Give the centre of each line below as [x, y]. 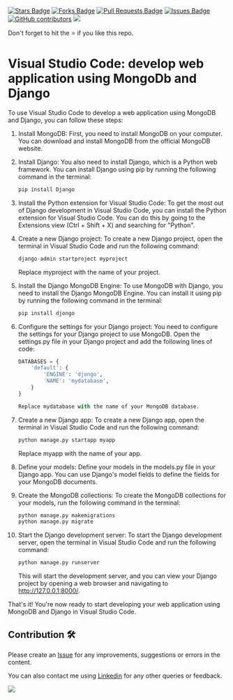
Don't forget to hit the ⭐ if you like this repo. [71, 33]
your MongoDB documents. [58, 482]
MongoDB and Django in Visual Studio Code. [72, 612]
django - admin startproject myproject [73, 259]
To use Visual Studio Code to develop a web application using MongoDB [112, 112]
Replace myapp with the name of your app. [80, 453]
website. [30, 148]
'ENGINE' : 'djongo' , [73, 374]
